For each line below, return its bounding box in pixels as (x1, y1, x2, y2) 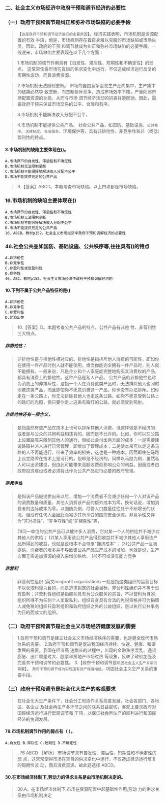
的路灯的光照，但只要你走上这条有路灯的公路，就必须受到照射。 (17, 399, 146, 405)
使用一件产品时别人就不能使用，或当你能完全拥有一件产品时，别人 (21, 362, 155, 368)
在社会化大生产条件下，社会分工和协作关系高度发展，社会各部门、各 (17, 698, 155, 703)
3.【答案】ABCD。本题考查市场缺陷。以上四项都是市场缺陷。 (17, 184, 141, 190)
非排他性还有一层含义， (5, 411, 53, 417)
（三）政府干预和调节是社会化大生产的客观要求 (5, 686, 116, 693)
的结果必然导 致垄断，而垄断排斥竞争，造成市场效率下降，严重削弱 (17, 89, 152, 95)
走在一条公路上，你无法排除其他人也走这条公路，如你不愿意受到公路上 (17, 393, 160, 399)
